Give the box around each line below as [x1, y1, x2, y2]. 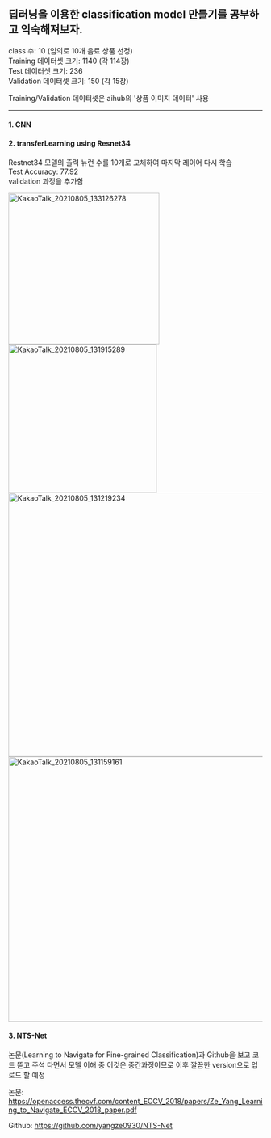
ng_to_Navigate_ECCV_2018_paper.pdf [8, 1105, 137, 1115]
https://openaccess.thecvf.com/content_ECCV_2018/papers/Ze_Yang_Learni [8, 1096, 263, 1106]
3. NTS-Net [8, 1030, 48, 1041]
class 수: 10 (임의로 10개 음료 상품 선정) [8, 45, 133, 55]
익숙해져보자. [20, 23, 83, 36]
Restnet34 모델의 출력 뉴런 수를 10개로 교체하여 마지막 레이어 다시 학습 [8, 157, 232, 167]
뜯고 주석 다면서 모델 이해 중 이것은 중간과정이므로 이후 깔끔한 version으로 [16, 1060, 250, 1069]
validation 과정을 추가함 [8, 176, 84, 186]
